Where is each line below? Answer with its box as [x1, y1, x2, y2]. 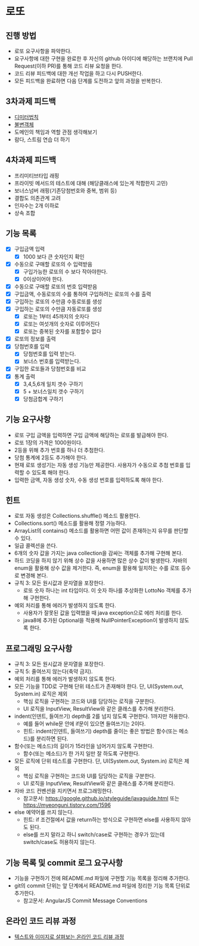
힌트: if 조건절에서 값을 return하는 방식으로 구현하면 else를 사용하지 [23, 816, 180, 824]
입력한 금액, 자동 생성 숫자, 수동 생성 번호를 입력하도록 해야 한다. [14, 476, 164, 483]
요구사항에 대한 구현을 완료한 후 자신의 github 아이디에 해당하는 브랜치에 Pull [14, 55, 193, 62]
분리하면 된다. [36, 735, 69, 742]
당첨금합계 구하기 [23, 395, 64, 403]
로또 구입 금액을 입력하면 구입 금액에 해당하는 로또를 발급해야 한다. [14, 431, 169, 438]
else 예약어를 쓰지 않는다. [14, 809, 74, 816]
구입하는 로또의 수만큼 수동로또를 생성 [14, 297, 102, 305]
